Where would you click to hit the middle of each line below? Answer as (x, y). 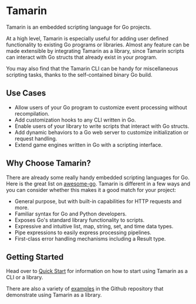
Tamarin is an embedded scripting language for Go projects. (79, 27)
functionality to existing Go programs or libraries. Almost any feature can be (98, 45)
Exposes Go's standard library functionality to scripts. (80, 220)
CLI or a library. (25, 278)
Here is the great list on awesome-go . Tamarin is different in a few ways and (98, 184)
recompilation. (32, 113)
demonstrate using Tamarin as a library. (54, 295)
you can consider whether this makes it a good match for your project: (91, 190)
